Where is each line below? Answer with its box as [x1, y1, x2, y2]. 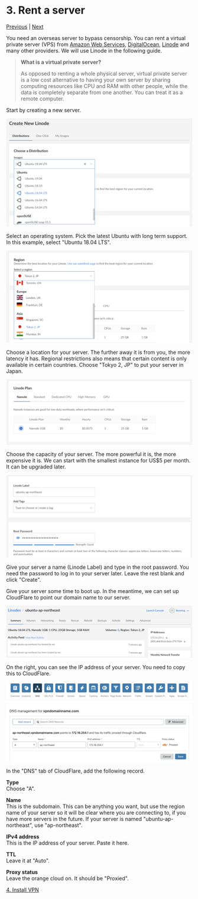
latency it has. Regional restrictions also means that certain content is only [6, 355, 187, 362]
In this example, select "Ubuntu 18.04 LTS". [6, 239, 111, 246]
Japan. [6, 367, 23, 375]
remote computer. [20, 95, 64, 102]
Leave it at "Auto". [6, 857, 50, 864]
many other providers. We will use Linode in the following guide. [6, 47, 163, 54]
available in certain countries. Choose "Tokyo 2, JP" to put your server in [6, 361, 184, 369]
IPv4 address [6, 833, 40, 840]
